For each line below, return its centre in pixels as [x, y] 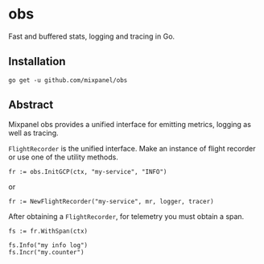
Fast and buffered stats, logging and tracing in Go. [92, 36]
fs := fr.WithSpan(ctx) [48, 231]
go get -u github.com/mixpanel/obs [68, 80]
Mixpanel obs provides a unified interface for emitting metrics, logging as [130, 124]
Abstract [31, 105]
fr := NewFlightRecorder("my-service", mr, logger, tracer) [111, 201]
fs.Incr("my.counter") [46, 252]
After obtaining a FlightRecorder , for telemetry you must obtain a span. [126, 216]
